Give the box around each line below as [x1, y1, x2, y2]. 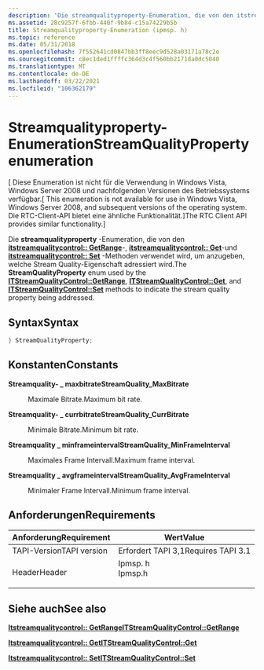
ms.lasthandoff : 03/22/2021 [8, 77, 101, 85]
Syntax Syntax [8, 316, 79, 329]
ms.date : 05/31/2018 [8, 41, 76, 49]
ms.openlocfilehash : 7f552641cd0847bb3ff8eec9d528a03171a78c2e [8, 48, 220, 56]
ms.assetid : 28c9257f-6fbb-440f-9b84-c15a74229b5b [8, 19, 178, 27]
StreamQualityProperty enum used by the [8, 268, 147, 277]
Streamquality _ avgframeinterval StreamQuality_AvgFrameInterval [8, 470, 230, 480]
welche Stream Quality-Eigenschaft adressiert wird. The [8, 260, 187, 269]
